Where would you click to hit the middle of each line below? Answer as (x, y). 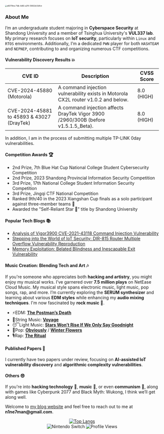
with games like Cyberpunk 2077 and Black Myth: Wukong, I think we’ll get (80, 392)
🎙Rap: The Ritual (29, 336)
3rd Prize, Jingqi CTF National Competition (55, 193)
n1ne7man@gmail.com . (29, 411)
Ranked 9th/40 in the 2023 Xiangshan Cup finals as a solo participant (82, 199)
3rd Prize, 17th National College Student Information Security (73, 183)
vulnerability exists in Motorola (93, 94)
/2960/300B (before (82, 120)
